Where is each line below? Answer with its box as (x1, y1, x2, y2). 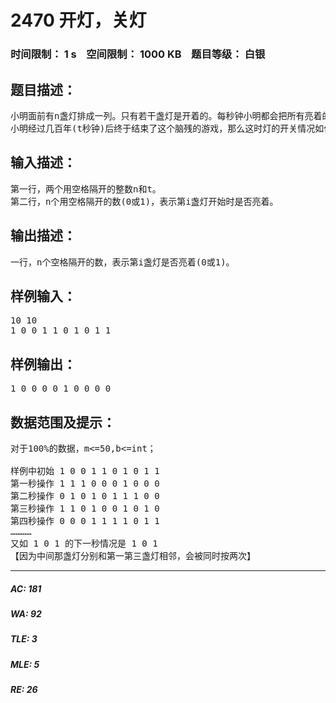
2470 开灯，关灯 (10, 9, 147, 32)
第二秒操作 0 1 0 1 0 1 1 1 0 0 (10, 490, 160, 501)
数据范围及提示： (10, 414, 116, 431)
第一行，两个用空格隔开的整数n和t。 (10, 183, 162, 195)
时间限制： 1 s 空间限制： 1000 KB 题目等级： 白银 (10, 47, 266, 61)
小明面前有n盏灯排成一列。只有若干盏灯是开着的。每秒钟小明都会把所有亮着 (10, 110, 323, 121)
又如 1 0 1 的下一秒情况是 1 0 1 (10, 537, 158, 549)
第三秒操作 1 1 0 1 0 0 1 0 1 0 (10, 502, 160, 514)
